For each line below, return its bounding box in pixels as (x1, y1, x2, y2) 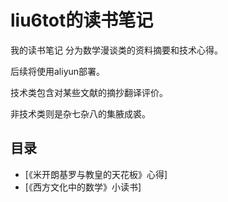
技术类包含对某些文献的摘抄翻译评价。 (10, 86, 168, 98)
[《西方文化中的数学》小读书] (24, 181, 142, 193)
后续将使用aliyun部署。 (10, 65, 106, 77)
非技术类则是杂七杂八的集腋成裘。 (10, 107, 151, 120)
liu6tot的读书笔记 (10, 9, 154, 32)
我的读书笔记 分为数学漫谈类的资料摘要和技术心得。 (10, 44, 223, 56)
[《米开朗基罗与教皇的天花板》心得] (24, 168, 168, 180)
